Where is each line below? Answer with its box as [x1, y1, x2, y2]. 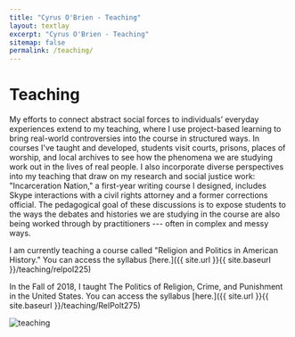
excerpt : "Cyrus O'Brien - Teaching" [9, 29, 150, 38]
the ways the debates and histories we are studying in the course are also [9, 209, 281, 219]
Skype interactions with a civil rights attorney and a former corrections [9, 190, 268, 201]
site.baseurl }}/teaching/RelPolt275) [9, 300, 141, 311]
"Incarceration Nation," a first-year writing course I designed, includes [9, 180, 267, 192]
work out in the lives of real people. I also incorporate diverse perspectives [9, 161, 284, 172]
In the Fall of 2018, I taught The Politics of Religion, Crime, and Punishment [9, 282, 283, 292]
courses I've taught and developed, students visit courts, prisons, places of [9, 143, 286, 153]
